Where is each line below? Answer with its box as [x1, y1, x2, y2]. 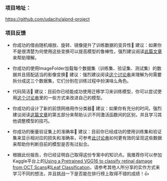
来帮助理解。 [12, 54, 39, 61]
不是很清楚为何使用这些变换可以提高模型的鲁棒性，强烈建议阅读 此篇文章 [12, 48, 162, 54]
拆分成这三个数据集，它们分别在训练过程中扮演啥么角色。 [12, 78, 131, 84]
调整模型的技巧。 [17, 118, 53, 124]
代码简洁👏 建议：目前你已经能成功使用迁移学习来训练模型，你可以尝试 [12, 88, 157, 94]
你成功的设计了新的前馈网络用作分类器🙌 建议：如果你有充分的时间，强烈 [12, 105, 162, 111]
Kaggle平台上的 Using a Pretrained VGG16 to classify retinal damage [12, 158, 153, 164]
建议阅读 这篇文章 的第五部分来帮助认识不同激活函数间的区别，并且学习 [12, 111, 158, 117]
